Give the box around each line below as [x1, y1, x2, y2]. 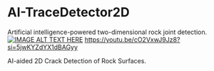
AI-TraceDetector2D [7, 4, 130, 21]
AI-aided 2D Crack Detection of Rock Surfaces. [7, 56, 146, 65]
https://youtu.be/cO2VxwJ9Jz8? [84, 35, 180, 43]
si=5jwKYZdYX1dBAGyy [7, 43, 78, 51]
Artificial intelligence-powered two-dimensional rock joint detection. [7, 28, 208, 36]
